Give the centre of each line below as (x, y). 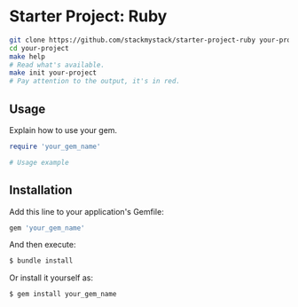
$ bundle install (41, 261)
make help (27, 56)
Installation (41, 190)
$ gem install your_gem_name (63, 295)
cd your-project (39, 48)
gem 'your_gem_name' (47, 228)
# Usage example (39, 162)
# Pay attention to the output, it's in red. (94, 82)
